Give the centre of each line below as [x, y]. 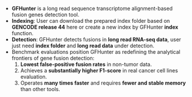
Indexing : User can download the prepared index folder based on [91, 21]
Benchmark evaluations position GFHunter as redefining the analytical [96, 52]
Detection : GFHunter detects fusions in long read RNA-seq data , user [96, 39]
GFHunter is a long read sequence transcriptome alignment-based [92, 8]
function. [23, 33]
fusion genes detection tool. [45, 15]
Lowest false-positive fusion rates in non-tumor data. [86, 64]
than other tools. [40, 89]
